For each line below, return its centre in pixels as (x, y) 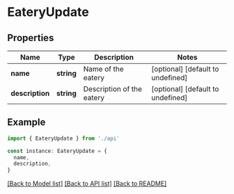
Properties (31, 38)
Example (26, 122)
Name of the (103, 69)
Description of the (113, 89)
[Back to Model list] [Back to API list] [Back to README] (87, 184)
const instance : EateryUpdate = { (57, 151)
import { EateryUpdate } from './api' (63, 138)
